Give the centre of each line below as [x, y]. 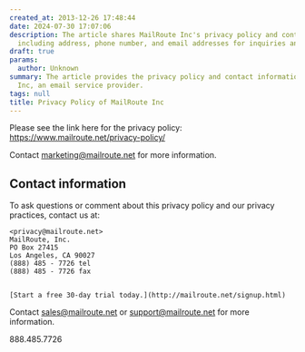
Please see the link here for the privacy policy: [96, 128]
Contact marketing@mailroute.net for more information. [113, 155]
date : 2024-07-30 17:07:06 [60, 26]
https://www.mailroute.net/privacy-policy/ [88, 138]
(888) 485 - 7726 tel [50, 264]
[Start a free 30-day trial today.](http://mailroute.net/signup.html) [148, 296]
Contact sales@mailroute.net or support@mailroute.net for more [129, 312]
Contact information [68, 184]
